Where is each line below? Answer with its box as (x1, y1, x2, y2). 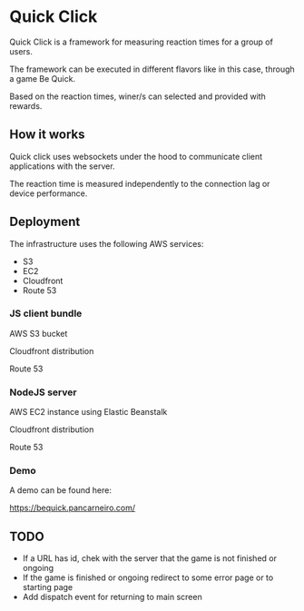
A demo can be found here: (9, 485, 112, 496)
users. (9, 45, 34, 56)
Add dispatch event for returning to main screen (22, 592, 202, 603)
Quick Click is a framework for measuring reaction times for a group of (9, 36, 274, 47)
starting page (22, 582, 74, 593)
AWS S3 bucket (9, 328, 68, 339)
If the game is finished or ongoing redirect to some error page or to (22, 572, 274, 583)
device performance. (9, 188, 88, 199)
